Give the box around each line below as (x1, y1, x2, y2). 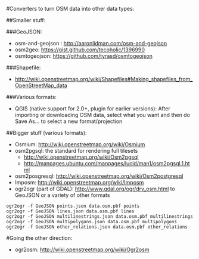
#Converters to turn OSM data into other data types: (6, 5, 135, 12)
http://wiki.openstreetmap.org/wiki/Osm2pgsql (23, 153, 139, 161)
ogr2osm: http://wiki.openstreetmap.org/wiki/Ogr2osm (14, 246, 150, 253)
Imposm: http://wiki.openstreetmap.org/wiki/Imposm (14, 179, 144, 186)
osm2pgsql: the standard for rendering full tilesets (14, 147, 138, 154)
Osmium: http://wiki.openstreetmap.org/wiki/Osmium (14, 141, 145, 148)
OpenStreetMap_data (14, 82, 67, 89)
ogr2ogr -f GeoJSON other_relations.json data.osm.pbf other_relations (6, 224, 188, 230)
